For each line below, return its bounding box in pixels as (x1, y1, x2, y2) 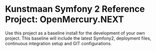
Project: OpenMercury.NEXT (5, 14, 124, 25)
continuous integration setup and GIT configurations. (5, 40, 112, 46)
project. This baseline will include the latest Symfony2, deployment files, (5, 35, 151, 41)
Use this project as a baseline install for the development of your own (5, 30, 146, 36)
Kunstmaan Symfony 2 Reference (5, 3, 145, 15)
